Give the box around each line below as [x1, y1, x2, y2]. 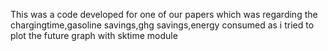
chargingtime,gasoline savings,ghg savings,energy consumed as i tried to [10, 19, 315, 31]
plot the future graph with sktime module [10, 30, 178, 41]
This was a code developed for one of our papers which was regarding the [10, 9, 318, 20]
